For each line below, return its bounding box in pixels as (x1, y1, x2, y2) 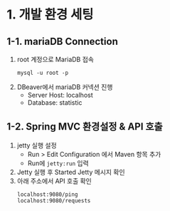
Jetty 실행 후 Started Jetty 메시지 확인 (16, 168, 125, 176)
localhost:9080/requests (16, 197, 91, 204)
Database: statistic (27, 98, 83, 107)
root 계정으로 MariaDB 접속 (16, 55, 94, 63)
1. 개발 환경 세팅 (6, 6, 94, 23)
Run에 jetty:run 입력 (27, 158, 90, 168)
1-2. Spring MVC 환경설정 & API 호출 (6, 120, 163, 133)
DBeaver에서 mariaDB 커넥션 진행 (16, 83, 113, 91)
